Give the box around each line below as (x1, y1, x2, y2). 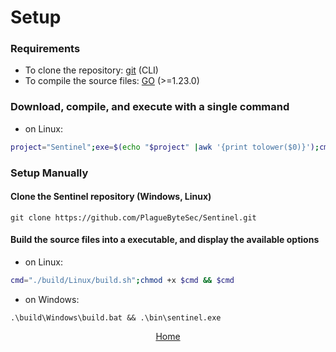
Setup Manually (10, 166, 89, 180)
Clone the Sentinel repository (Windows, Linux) (10, 191, 212, 203)
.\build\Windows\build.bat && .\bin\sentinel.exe (10, 312, 222, 323)
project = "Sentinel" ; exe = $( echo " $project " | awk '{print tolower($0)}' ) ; (10, 142, 320, 152)
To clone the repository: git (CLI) (24, 64, 159, 76)
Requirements (10, 42, 81, 56)
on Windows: (24, 293, 80, 305)
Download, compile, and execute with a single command (10, 100, 290, 114)
